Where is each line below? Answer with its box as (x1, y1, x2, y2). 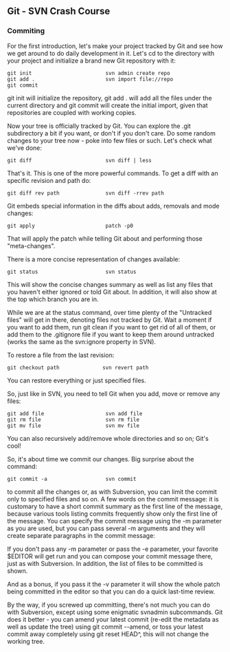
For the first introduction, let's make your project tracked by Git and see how (7, 41, 223, 50)
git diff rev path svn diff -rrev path (7, 189, 165, 197)
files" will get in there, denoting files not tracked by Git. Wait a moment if (7, 316, 212, 324)
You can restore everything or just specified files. (7, 376, 146, 384)
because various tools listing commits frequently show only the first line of (7, 509, 218, 518)
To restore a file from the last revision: (7, 351, 115, 359)
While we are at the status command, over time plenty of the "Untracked (7, 308, 212, 316)
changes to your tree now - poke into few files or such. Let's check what (7, 136, 213, 144)
